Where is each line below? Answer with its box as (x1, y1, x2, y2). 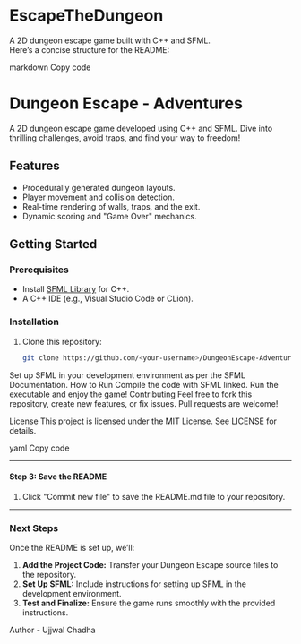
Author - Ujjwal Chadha (9, 624, 96, 636)
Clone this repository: (21, 336, 102, 347)
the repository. (21, 570, 77, 580)
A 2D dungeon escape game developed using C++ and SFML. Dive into (9, 123, 273, 133)
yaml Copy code (9, 442, 70, 453)
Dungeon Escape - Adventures (9, 93, 244, 114)
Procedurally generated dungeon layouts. (21, 182, 176, 193)
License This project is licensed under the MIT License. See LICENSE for (9, 416, 278, 426)
